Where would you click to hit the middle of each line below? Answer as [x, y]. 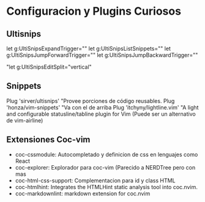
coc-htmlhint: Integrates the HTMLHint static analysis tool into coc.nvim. [106, 187]
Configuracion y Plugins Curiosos [94, 11]
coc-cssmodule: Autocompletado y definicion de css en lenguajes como [106, 154]
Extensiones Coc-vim [48, 140]
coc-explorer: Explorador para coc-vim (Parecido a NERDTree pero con [105, 167]
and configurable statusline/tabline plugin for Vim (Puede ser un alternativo [101, 114]
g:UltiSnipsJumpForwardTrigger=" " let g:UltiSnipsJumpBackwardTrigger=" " [102, 55]
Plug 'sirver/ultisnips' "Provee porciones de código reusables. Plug [91, 101]
